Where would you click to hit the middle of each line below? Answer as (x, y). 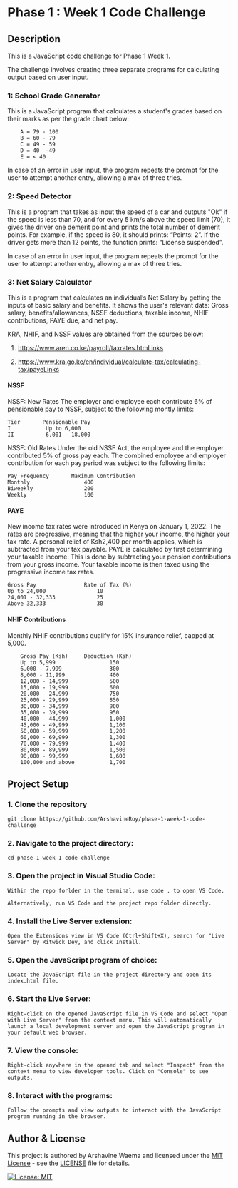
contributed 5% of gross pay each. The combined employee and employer (117, 456)
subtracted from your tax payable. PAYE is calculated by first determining (115, 549)
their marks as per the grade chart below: (68, 119)
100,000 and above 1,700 (73, 762)
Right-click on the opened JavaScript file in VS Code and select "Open (118, 1014)
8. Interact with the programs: (60, 1095)
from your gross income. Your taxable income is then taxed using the (109, 564)
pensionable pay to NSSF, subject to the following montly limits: (101, 409)
